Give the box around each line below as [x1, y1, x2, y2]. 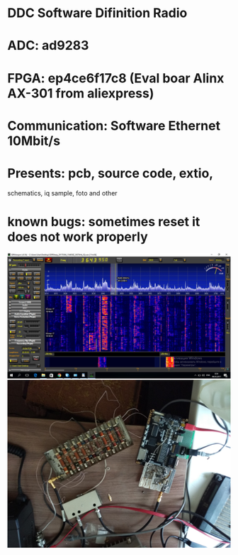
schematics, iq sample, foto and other [7, 188, 118, 197]
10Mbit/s [7, 133, 61, 149]
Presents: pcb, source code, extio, [7, 165, 214, 181]
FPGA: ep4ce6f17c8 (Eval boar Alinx [7, 70, 225, 86]
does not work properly [7, 229, 149, 244]
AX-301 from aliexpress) [7, 85, 154, 101]
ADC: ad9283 [7, 38, 89, 54]
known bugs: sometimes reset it [7, 213, 200, 230]
